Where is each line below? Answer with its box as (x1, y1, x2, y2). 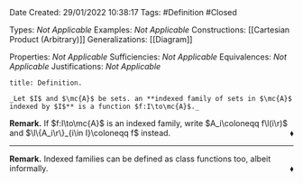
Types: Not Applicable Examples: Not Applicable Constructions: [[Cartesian (9, 24, 290, 35)
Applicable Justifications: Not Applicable (9, 61, 161, 71)
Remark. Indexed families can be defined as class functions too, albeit (9, 153, 271, 164)
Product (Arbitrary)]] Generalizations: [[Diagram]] (9, 34, 193, 44)
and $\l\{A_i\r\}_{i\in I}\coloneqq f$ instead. (9, 128, 171, 138)
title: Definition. (9, 78, 83, 87)
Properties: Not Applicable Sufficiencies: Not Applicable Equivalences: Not (9, 51, 287, 62)
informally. (9, 163, 49, 173)
